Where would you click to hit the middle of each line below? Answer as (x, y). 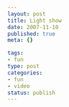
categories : (25, 73)
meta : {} (20, 40)
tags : (15, 53)
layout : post (27, 14)
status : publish (31, 93)
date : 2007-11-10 (33, 27)
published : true (31, 34)
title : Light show (34, 21)
